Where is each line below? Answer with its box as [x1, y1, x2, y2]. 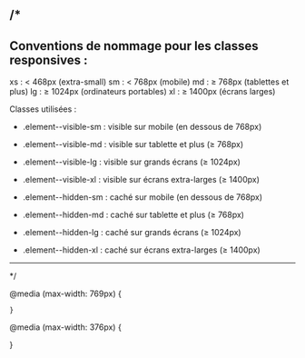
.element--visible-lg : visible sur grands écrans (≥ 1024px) [22, 156, 241, 167]
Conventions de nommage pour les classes [9, 38, 259, 54]
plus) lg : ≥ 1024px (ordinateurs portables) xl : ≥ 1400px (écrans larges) [9, 86, 276, 97]
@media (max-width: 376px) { [9, 322, 123, 333]
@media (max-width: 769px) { [9, 288, 123, 299]
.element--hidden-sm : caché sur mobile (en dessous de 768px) [22, 192, 263, 203]
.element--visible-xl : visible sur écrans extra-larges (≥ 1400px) [22, 174, 261, 185]
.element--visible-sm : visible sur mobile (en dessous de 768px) [22, 122, 262, 133]
